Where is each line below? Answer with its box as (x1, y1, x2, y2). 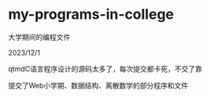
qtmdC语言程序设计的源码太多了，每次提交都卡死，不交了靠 (8, 64, 203, 74)
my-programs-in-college (8, 5, 175, 23)
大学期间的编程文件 (8, 32, 71, 41)
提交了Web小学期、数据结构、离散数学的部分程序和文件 (8, 81, 189, 90)
